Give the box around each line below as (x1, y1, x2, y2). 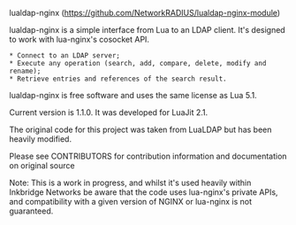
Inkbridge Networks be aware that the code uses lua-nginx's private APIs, (9, 187, 278, 198)
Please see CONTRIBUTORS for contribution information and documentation (9, 151, 287, 161)
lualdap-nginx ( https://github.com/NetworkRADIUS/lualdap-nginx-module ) (9, 8, 281, 18)
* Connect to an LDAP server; (9, 51, 121, 60)
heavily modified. (9, 134, 72, 144)
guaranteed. (9, 206, 54, 216)
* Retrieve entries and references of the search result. (9, 74, 227, 83)
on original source (9, 160, 75, 171)
